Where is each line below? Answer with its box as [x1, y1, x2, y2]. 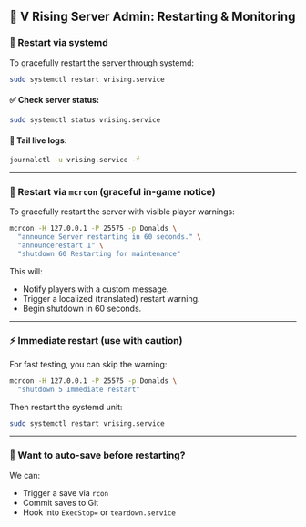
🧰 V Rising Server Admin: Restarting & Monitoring [9, 9, 296, 25]
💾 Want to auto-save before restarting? [9, 449, 186, 461]
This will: [9, 265, 43, 276]
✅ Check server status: [9, 95, 100, 106]
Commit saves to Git [22, 497, 99, 508]
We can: [9, 470, 41, 480]
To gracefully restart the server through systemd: [9, 57, 194, 68]
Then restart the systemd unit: [9, 401, 123, 412]
